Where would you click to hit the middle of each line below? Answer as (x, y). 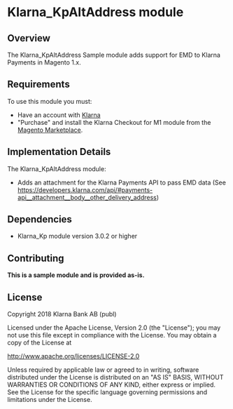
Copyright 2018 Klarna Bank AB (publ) (62, 314)
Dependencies (40, 219)
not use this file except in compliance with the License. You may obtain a (112, 335)
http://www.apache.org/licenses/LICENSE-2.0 (73, 356)
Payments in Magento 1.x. (44, 62)
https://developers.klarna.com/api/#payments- (85, 189)
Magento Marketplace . (50, 130)
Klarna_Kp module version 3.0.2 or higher (77, 236)
